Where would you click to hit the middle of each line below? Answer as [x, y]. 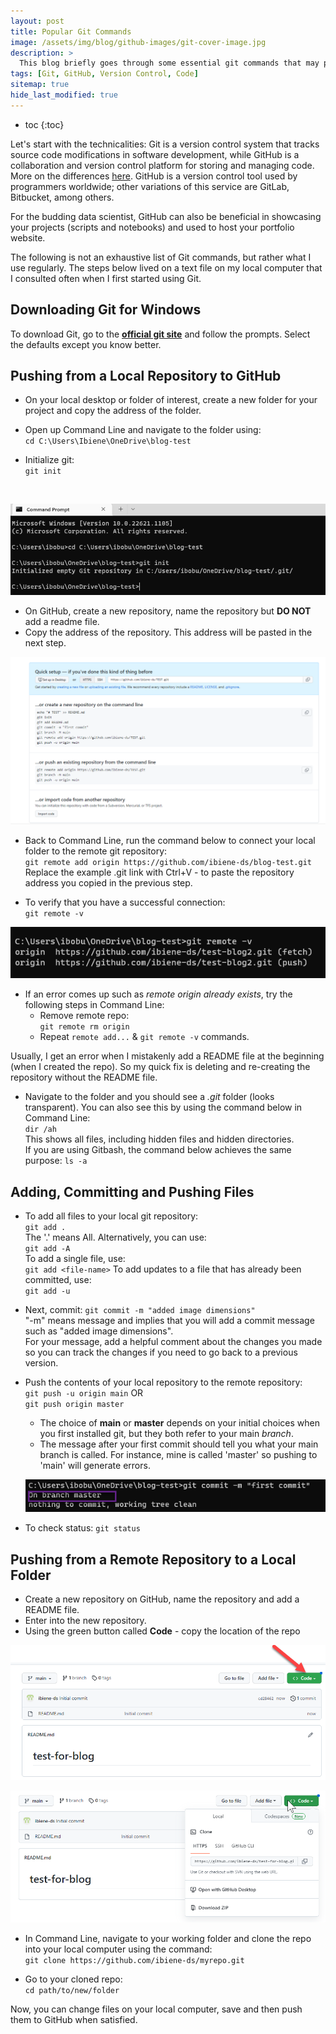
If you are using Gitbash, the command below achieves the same [158, 1150]
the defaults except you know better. [86, 344]
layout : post [37, 21]
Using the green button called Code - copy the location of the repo [162, 1631]
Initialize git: [49, 460]
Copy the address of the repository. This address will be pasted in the [168, 632]
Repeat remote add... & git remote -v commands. [144, 1037]
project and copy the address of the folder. [113, 411]
